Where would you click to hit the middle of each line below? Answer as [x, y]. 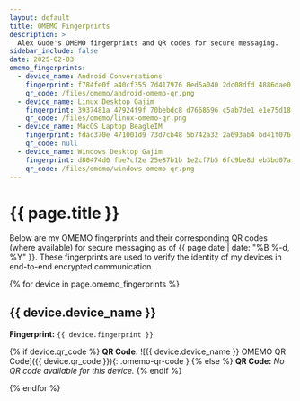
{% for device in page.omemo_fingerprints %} [94, 284]
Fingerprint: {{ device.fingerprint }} [82, 334]
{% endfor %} [35, 388]
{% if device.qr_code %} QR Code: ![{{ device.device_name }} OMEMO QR [147, 351]
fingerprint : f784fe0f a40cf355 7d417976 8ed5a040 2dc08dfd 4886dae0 [159, 85]
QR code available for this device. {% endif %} [96, 371]
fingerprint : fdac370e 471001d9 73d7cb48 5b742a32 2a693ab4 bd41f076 [159, 135]
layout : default [40, 18]
